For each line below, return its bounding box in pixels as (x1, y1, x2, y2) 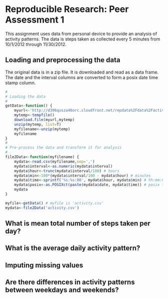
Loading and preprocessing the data (5, 56, 120, 64)
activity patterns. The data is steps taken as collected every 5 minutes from (5, 36, 160, 42)
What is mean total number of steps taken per (5, 219, 151, 228)
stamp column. (5, 79, 36, 85)
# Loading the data (5, 94, 46, 99)
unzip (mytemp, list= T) (14, 121, 61, 127)
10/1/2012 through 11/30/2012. (5, 41, 66, 47)
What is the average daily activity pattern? (5, 244, 140, 252)
